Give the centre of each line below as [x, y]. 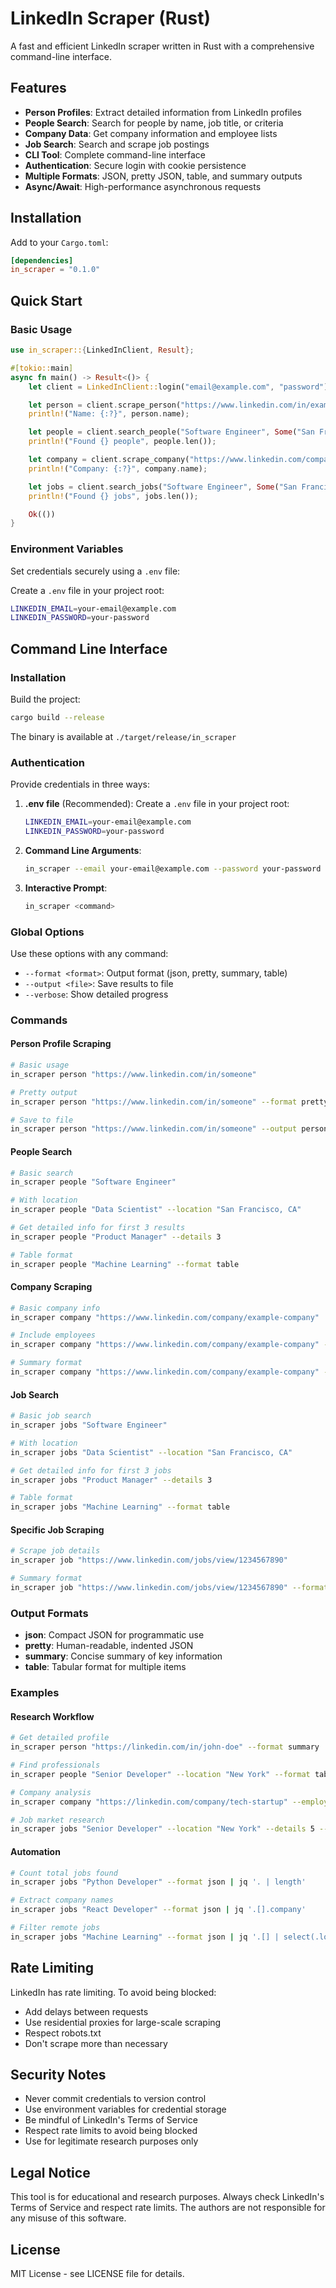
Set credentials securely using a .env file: [95, 571]
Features [38, 88]
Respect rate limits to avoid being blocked [111, 2131]
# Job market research [57, 1820]
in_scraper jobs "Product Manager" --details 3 [111, 1480]
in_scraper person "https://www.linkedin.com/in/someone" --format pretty [169, 1102]
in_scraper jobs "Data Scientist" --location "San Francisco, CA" [151, 1452]
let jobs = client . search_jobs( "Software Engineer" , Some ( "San [163, 487]
